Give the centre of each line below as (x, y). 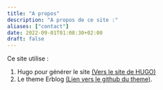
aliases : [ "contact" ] (38, 26)
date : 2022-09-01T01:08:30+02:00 (55, 33)
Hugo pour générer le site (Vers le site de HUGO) (86, 72)
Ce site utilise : (28, 58)
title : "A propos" (33, 13)
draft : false (26, 39)
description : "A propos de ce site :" (63, 20)
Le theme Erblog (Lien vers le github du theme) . (85, 79)
